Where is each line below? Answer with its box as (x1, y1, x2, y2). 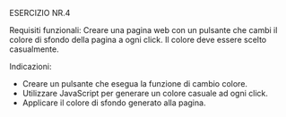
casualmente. (9, 44, 60, 54)
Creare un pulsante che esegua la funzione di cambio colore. (22, 79, 248, 88)
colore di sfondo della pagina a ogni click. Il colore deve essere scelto (9, 35, 267, 45)
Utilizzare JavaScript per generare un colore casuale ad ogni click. (22, 88, 269, 98)
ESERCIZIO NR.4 (9, 8, 71, 18)
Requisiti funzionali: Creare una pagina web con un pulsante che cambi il (9, 25, 278, 35)
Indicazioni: (9, 62, 52, 71)
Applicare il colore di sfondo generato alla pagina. (22, 97, 206, 108)
